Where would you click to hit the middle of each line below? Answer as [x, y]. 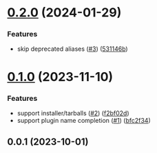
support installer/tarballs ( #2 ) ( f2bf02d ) [73, 113]
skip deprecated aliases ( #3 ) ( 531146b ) [73, 49]
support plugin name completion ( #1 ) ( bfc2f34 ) [84, 120]
